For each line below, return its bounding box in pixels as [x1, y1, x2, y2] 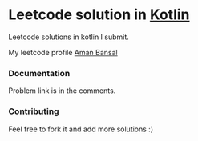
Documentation [8, 67, 71, 79]
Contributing [8, 106, 59, 117]
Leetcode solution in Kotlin [8, 6, 190, 24]
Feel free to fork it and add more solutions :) [8, 124, 154, 134]
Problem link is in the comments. [8, 86, 116, 95]
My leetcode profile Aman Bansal [8, 47, 118, 57]
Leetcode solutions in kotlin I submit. [8, 32, 130, 42]
